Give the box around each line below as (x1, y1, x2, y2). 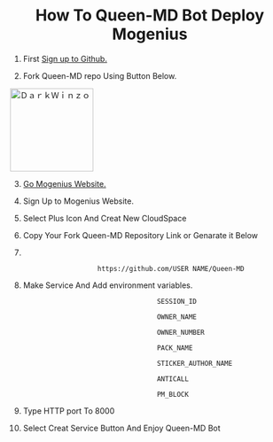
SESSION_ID (156, 297, 198, 306)
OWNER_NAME (156, 312, 198, 322)
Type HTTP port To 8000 (22, 405, 115, 416)
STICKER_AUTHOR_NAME (156, 359, 233, 368)
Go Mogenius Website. (22, 178, 106, 189)
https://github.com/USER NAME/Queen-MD (97, 264, 245, 273)
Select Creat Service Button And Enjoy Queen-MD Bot (22, 423, 221, 433)
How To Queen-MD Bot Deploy (35, 5, 265, 26)
